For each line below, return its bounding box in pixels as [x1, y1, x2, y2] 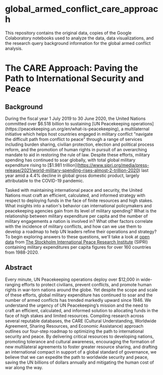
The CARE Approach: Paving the [5, 62, 138, 74]
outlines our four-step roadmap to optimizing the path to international [5, 328, 144, 334]
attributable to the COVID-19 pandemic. [5, 178, 84, 183]
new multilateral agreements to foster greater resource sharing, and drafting [5, 344, 158, 350]
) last [138, 167, 149, 173]
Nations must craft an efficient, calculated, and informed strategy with [5, 192, 145, 198]
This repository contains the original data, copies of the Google [5, 30, 132, 36]
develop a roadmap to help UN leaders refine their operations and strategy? [5, 228, 157, 235]
